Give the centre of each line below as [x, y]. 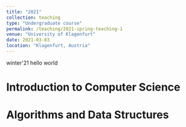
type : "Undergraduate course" [44, 23]
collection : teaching [34, 18]
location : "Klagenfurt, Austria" [48, 46]
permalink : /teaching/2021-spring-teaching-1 [64, 29]
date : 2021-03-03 [28, 40]
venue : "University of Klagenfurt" [51, 34]
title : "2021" [24, 12]
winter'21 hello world [32, 63]
